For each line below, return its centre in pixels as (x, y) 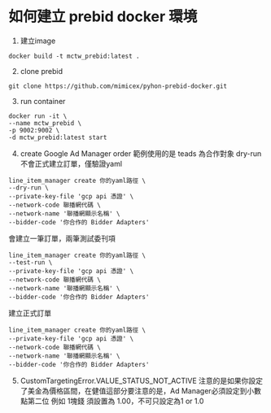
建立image (38, 41)
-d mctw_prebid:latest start (58, 137)
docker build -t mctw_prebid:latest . (74, 56)
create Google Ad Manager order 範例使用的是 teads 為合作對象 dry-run (141, 153)
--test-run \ (31, 262)
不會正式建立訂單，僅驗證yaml (71, 163)
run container (43, 101)
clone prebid (42, 71)
